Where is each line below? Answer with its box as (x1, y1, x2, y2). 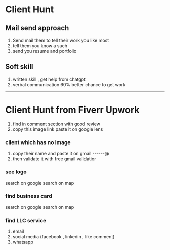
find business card (5, 193, 52, 200)
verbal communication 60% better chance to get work (12, 81, 126, 87)
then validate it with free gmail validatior (12, 156, 96, 162)
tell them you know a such (12, 43, 67, 49)
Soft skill (5, 62, 33, 72)
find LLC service (5, 217, 47, 224)
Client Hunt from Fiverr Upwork (5, 104, 140, 115)
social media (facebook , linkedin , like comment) (12, 233, 115, 239)
